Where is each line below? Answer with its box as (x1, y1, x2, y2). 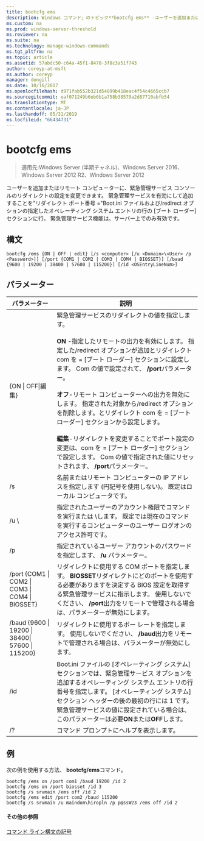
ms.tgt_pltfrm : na (6, 49, 53, 55)
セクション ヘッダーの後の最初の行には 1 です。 (56, 696, 193, 704)
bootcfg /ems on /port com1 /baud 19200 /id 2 (6, 778, 126, 784)
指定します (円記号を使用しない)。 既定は (69, 482, 186, 491)
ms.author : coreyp (6, 71, 53, 77)
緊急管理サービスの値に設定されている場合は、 (56, 705, 191, 714)
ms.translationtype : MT (6, 99, 67, 105)
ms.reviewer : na (6, 32, 47, 38)
